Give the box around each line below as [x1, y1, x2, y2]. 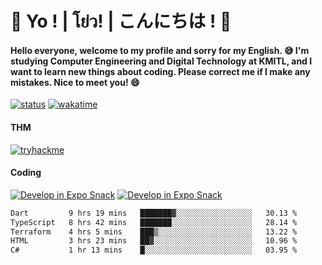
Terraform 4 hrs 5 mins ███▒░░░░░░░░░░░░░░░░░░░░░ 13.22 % [10, 227, 298, 237]
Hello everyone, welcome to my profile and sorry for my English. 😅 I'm [10, 44, 310, 56]
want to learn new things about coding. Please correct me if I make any [10, 65, 311, 77]
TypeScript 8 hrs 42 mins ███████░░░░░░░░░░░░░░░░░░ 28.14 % [10, 217, 298, 227]
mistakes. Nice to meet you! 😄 [10, 76, 140, 88]
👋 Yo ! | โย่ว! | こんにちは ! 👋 [10, 10, 232, 33]
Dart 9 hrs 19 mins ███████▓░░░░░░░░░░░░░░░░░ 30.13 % [10, 208, 298, 218]
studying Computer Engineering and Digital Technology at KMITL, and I [10, 55, 313, 67]
